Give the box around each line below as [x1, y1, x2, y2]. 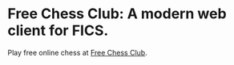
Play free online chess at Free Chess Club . [7, 48, 147, 57]
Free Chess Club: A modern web [7, 5, 227, 23]
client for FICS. [7, 21, 109, 40]
